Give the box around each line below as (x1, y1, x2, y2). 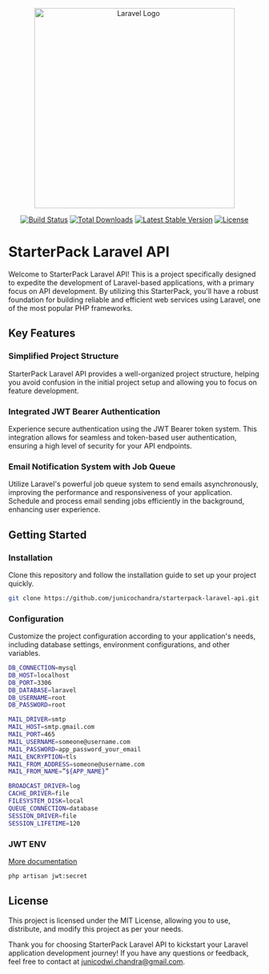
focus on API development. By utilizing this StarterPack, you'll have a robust (8, 286, 259, 296)
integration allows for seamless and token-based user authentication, (8, 433, 238, 442)
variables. (8, 649, 41, 658)
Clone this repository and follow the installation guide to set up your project (8, 570, 257, 580)
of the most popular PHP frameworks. (8, 303, 134, 312)
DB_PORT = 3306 (8, 678, 52, 686)
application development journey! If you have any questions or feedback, (8, 948, 250, 957)
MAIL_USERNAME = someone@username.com (8, 738, 130, 746)
